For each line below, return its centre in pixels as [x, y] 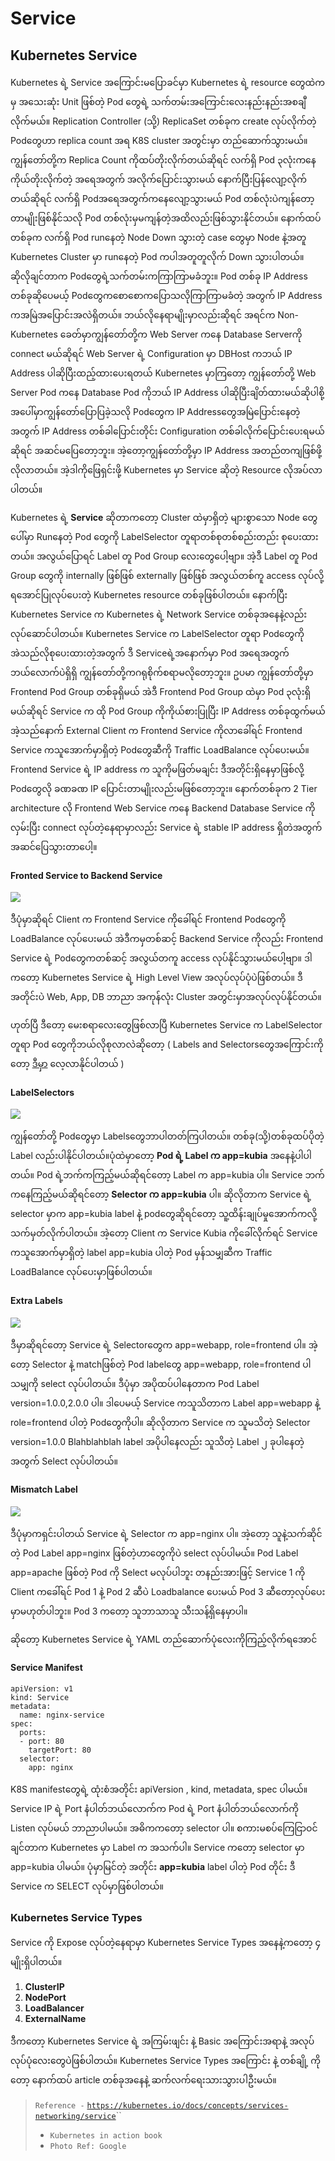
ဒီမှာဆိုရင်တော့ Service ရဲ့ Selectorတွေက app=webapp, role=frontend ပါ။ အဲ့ [164, 1344]
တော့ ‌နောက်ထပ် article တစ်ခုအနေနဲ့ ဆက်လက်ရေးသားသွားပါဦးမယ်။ [143, 2080]
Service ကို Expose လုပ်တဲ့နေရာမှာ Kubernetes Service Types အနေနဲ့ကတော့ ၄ [166, 1943]
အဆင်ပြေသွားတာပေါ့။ [54, 846]
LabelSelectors [42, 1092]
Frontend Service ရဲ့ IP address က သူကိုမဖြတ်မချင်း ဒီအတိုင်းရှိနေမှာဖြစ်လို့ [157, 769]
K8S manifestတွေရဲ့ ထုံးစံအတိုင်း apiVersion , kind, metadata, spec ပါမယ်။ [159, 1789]
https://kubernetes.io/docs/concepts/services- [187, 2106]
